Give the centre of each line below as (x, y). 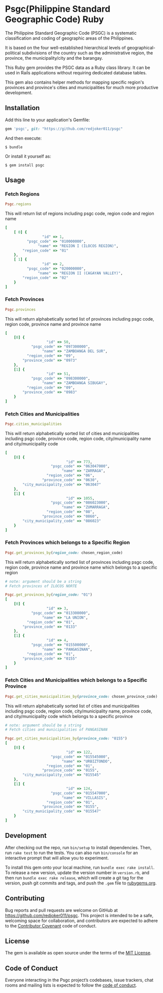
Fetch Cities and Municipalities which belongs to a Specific (76, 680)
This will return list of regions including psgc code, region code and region (80, 213)
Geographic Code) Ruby (54, 19)
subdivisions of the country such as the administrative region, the (87, 53)
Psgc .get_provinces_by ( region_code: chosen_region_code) (64, 553)
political (13, 53)
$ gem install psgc (25, 165)
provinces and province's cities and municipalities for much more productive (82, 87)
